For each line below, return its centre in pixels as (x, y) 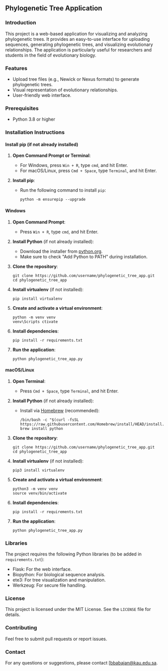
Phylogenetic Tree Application (54, 8)
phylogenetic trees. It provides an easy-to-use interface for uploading (77, 39)
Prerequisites (22, 108)
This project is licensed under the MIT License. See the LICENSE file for (78, 609)
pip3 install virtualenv (38, 470)
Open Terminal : (29, 381)
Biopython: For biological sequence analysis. (59, 575)
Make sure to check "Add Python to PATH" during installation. (84, 256)
